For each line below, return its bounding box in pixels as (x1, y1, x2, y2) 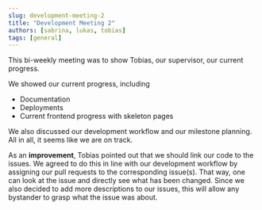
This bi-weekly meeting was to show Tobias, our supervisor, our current (8, 55, 244, 65)
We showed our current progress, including (8, 79, 151, 89)
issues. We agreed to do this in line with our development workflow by (8, 159, 238, 169)
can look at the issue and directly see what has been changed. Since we (8, 176, 245, 185)
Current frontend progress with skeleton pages (19, 112, 174, 121)
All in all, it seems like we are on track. (8, 136, 133, 145)
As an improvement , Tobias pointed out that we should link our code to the (8, 151, 254, 160)
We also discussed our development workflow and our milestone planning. (8, 127, 252, 136)
